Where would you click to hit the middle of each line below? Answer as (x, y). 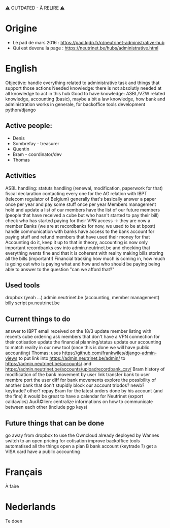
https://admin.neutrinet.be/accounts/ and (48, 364)
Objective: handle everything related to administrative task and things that (82, 83)
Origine (21, 29)
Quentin (21, 149)
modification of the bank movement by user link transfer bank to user (78, 375)
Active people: (29, 126)
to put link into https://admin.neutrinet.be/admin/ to (72, 358)
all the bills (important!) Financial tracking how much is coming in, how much (85, 258)
